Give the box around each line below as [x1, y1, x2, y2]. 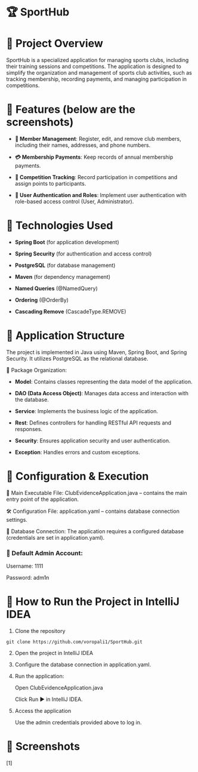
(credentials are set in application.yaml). [6, 534, 105, 541]
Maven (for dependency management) [14, 273, 111, 280]
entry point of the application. [6, 496, 79, 503]
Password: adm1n [6, 574, 49, 582]
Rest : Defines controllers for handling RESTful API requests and [14, 419, 172, 426]
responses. [14, 425, 43, 432]
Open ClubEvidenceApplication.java [14, 684, 103, 691]
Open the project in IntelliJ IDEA [14, 650, 94, 657]
